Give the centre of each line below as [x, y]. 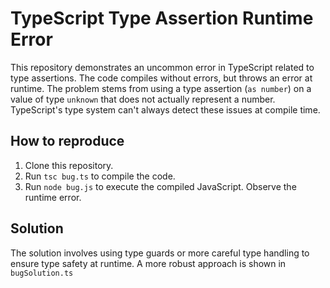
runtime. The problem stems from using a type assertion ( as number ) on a [161, 88]
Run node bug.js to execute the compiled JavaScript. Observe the [160, 186]
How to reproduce [67, 141]
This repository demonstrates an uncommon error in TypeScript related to [162, 67]
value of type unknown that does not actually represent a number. [143, 99]
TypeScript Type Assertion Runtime [162, 18]
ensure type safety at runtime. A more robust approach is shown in [148, 263]
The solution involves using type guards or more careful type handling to [160, 253]
